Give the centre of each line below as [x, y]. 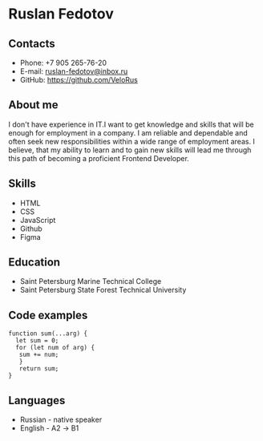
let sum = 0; [37, 341]
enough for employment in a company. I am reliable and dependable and [128, 132]
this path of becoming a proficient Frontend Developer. [99, 158]
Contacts [32, 44]
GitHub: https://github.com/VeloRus [79, 80]
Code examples [48, 315]
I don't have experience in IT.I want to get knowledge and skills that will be [131, 124]
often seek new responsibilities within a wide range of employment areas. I [131, 141]
